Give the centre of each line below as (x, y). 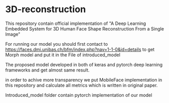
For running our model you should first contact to (57, 44)
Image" (13, 34)
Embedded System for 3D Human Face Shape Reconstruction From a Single (84, 28)
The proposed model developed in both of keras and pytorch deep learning (84, 64)
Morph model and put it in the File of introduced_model (63, 55)
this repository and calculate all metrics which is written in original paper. (82, 85)
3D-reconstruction (46, 9)
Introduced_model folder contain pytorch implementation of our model (79, 95)
